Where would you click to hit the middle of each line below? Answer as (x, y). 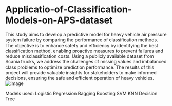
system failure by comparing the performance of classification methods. (82, 40)
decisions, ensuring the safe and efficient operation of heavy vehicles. (80, 78)
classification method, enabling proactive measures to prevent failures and (84, 51)
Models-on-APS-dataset (59, 20)
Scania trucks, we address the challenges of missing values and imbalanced (86, 61)
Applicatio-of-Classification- (69, 9)
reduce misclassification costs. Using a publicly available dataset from (80, 56)
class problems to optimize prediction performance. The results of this (80, 67)
